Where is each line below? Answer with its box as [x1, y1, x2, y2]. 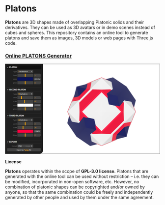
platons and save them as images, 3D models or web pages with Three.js [5, 35, 153, 41]
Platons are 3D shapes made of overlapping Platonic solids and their [5, 19, 144, 25]
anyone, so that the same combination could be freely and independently [5, 189, 153, 195]
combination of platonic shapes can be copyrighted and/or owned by [5, 184, 145, 190]
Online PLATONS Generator [5, 52, 72, 59]
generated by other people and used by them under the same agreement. [5, 195, 154, 201]
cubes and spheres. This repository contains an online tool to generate [5, 29, 148, 35]
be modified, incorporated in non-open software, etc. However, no [5, 179, 139, 185]
